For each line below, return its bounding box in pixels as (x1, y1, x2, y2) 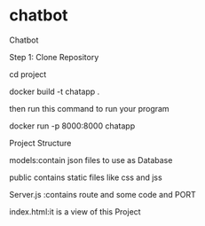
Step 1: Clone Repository (9, 51, 99, 62)
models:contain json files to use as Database (9, 154, 173, 165)
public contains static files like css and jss (9, 172, 162, 183)
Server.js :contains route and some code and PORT (9, 189, 197, 199)
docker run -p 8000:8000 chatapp (9, 121, 136, 131)
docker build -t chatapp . (9, 86, 100, 97)
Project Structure (9, 137, 72, 148)
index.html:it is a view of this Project (9, 206, 141, 217)
